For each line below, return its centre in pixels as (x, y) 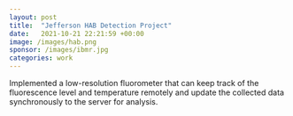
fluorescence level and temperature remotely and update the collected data (147, 92)
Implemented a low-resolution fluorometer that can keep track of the (134, 83)
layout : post (33, 17)
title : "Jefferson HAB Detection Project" (91, 25)
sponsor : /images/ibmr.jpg (59, 50)
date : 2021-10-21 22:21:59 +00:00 (77, 33)
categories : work (41, 58)
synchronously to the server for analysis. (84, 101)
